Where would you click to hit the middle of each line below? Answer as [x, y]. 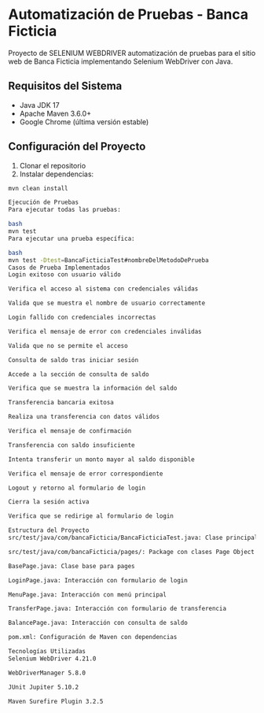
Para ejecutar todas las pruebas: [65, 210]
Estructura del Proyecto [49, 530]
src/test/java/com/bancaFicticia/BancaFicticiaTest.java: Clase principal [133, 538]
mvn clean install [38, 188]
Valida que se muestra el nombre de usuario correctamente [107, 303]
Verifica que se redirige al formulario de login [91, 516]
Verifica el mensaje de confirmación [70, 431]
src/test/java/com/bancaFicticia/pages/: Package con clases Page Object [132, 552]
